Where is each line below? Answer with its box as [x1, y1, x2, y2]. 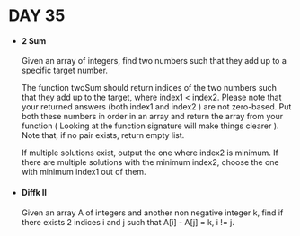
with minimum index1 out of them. [21, 167, 146, 178]
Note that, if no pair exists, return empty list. [21, 130, 185, 141]
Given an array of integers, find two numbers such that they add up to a [21, 56, 287, 66]
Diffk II [21, 187, 47, 197]
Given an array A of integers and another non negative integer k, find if [21, 207, 284, 218]
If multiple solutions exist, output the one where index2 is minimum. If [21, 147, 279, 158]
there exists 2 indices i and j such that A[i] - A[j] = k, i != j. [21, 216, 235, 227]
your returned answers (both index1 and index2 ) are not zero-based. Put [21, 101, 292, 112]
